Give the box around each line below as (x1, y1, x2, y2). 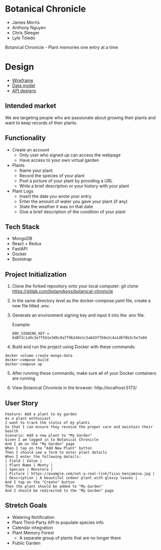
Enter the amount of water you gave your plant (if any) (19, 198, 128, 204)
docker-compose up (5, 362, 42, 367)
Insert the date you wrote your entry (19, 193, 92, 199)
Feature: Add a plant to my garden (5, 412, 77, 417)
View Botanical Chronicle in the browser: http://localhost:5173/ (12, 385, 137, 391)
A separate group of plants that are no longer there (19, 535, 121, 541)
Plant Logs (12, 188, 34, 194)
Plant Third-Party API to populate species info (12, 519, 104, 525)
